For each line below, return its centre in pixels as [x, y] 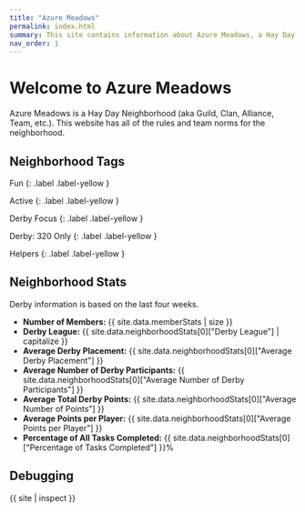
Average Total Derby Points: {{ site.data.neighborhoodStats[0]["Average [159, 399]
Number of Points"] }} [63, 408]
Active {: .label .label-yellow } [65, 201]
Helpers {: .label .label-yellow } [67, 254]
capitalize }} [45, 341]
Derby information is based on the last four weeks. [104, 304]
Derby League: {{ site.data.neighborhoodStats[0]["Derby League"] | [151, 331]
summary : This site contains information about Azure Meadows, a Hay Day [152, 35]
